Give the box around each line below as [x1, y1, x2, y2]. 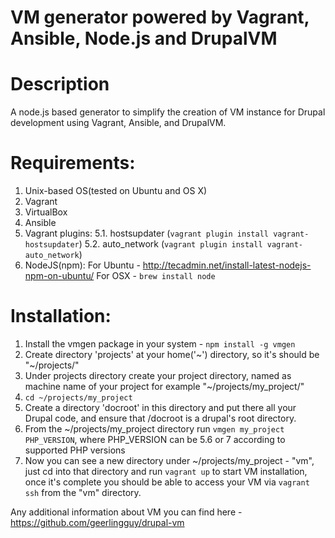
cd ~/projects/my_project [24, 393, 133, 403]
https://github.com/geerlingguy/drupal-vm [10, 517, 185, 528]
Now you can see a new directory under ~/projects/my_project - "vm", [24, 455, 315, 466]
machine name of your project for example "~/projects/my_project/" [24, 381, 305, 392]
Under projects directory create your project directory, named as [24, 370, 292, 381]
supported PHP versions [24, 444, 126, 456]
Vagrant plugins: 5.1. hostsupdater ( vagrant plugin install [24, 227, 269, 240]
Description [10, 73, 110, 96]
